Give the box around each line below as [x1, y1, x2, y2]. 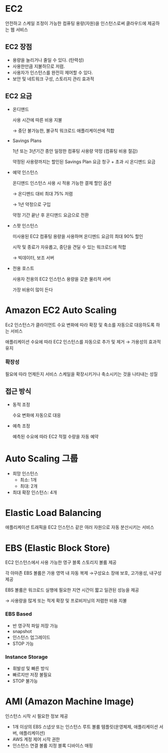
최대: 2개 [20, 483, 38, 489]
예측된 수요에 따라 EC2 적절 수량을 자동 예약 [12, 433, 99, 439]
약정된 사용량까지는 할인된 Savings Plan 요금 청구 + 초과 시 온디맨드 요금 [12, 159, 155, 165]
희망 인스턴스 [12, 470, 39, 476]
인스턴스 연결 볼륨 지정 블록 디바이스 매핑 [12, 742, 93, 748]
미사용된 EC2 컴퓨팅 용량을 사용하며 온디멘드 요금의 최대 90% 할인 [12, 233, 143, 239]
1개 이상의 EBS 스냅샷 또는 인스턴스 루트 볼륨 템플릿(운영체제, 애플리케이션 [12, 723, 158, 729]
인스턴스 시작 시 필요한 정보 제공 [5, 713, 69, 719]
